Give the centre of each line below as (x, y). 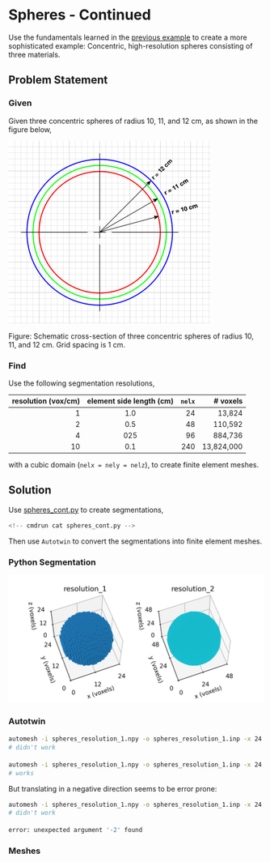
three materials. (34, 54)
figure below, (30, 129)
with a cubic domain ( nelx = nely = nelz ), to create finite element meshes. (134, 464)
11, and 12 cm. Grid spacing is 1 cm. (67, 344)
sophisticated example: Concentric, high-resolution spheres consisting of (131, 45)
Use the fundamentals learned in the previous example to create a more (128, 37)
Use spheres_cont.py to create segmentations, (86, 510)
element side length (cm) (130, 401)
